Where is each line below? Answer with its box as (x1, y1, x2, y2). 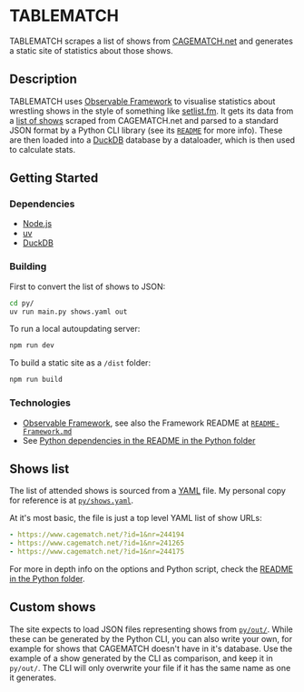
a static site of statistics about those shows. (9, 45, 174, 55)
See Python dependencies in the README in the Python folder (22, 435, 256, 446)
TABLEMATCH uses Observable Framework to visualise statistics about (9, 95, 276, 106)
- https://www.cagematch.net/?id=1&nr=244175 (9, 547, 184, 557)
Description (9, 72, 77, 87)
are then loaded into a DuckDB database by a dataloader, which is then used (9, 134, 296, 145)
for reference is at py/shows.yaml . (9, 495, 134, 506)
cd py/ (9, 298, 34, 307)
